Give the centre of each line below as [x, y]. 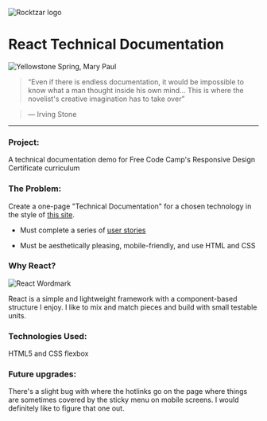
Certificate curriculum [44, 168]
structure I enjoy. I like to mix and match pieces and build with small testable [133, 307]
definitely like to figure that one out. [66, 408]
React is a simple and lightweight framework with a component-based [123, 298]
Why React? [32, 266]
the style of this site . [42, 214]
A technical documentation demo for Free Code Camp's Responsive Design [132, 160]
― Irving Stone [52, 114]
